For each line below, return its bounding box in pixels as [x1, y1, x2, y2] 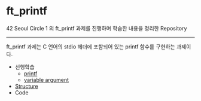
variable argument [23, 76, 69, 83]
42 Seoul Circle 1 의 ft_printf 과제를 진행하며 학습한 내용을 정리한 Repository [6, 25, 187, 32]
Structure [14, 82, 38, 90]
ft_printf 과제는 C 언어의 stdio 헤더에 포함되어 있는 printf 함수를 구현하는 [6, 43, 175, 50]
